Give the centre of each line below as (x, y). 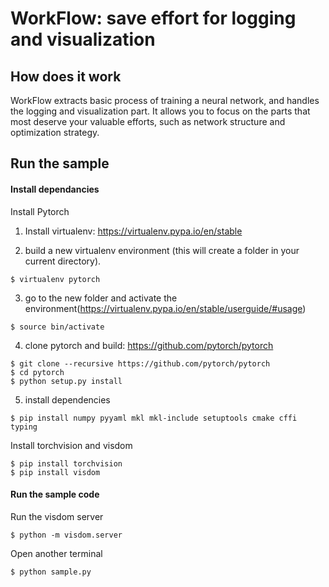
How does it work (66, 76)
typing (24, 427)
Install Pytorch (40, 211)
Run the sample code (55, 494)
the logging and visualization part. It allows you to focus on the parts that (160, 111)
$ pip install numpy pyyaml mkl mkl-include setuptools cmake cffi (154, 418)
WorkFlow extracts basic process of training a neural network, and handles (165, 100)
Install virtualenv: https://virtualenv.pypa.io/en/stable (133, 231)
